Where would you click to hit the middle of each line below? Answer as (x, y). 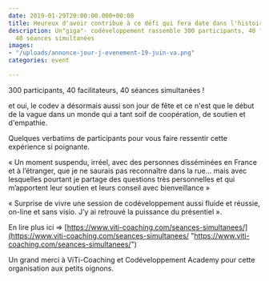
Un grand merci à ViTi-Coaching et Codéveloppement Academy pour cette (132, 259)
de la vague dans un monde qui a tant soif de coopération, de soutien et (127, 114)
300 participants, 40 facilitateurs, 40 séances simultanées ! (106, 90)
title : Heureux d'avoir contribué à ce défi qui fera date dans (118, 23)
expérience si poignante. (49, 147)
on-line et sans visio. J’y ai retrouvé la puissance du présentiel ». (115, 211)
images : (21, 46)
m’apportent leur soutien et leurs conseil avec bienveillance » (109, 187)
